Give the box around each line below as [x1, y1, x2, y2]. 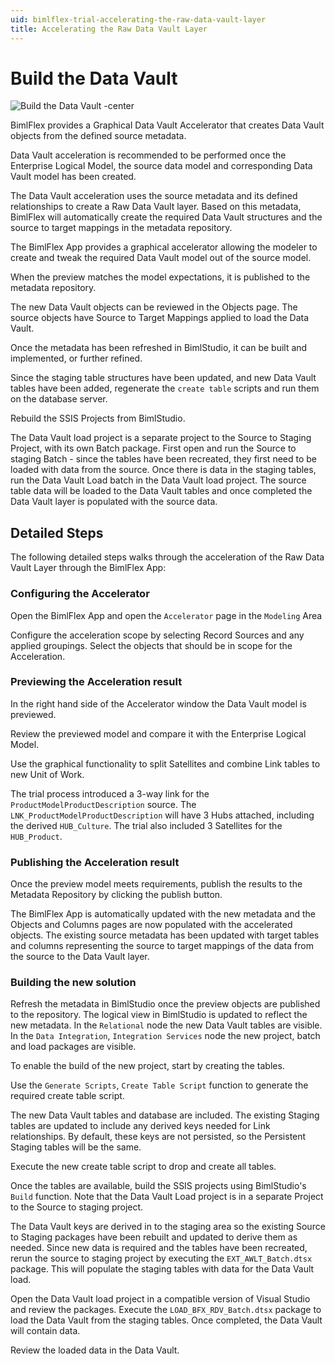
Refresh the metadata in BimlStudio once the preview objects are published [10, 998, 321, 1010]
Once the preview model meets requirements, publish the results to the [10, 878, 303, 890]
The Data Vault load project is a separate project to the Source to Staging [10, 432, 312, 444]
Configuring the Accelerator [10, 587, 150, 601]
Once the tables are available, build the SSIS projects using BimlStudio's [10, 1180, 307, 1192]
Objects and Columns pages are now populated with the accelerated [10, 919, 293, 931]
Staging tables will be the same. [10, 1141, 142, 1153]
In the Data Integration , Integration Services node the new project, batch [10, 1030, 321, 1042]
